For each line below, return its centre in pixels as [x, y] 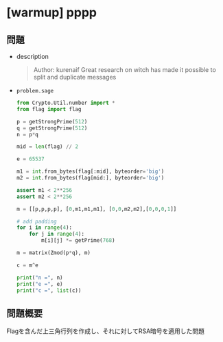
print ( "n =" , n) [39, 278]
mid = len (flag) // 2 [47, 147]
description [32, 57]
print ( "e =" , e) [39, 284]
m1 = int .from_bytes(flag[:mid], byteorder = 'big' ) [90, 172]
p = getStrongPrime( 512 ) [52, 121]
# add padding [36, 221]
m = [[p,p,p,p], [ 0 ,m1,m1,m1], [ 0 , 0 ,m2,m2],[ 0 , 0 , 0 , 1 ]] [96, 209]
